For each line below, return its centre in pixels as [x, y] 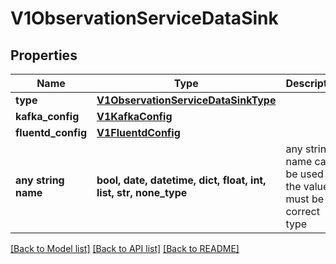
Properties [44, 55]
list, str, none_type [142, 192]
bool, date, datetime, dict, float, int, [181, 180]
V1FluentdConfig [138, 132]
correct [302, 211]
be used [304, 174]
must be [305, 199]
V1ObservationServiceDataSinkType [186, 100]
